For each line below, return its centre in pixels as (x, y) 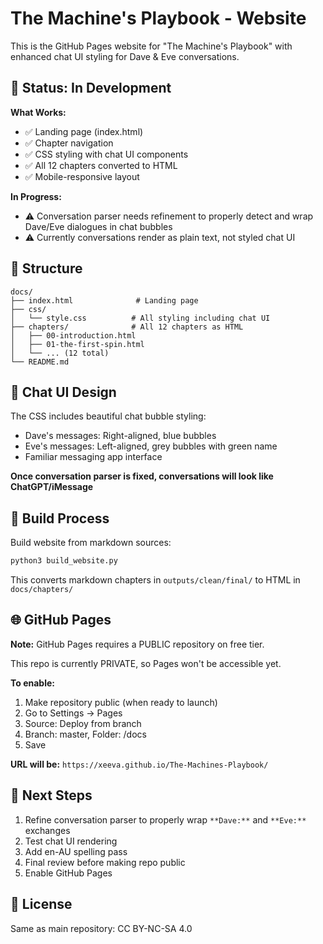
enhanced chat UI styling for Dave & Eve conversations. (125, 56)
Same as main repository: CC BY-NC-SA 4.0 (101, 928)
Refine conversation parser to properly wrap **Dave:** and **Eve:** (165, 819)
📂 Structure (46, 268)
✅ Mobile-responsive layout (82, 176)
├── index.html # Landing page (104, 300)
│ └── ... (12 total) (60, 353)
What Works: (38, 112)
